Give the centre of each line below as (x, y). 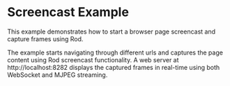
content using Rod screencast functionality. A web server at (93, 59)
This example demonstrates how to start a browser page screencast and (112, 31)
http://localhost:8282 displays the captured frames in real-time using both (114, 67)
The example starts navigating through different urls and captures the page (115, 52)
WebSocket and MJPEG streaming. (58, 75)
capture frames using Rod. (45, 38)
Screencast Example (68, 12)
